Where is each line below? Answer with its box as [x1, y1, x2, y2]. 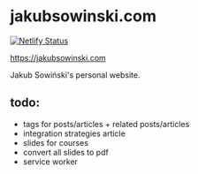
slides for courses [22, 137, 89, 148]
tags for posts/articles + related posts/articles [22, 118, 190, 129]
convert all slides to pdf [22, 147, 109, 157]
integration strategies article [22, 128, 126, 139]
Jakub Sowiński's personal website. [10, 69, 141, 80]
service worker [22, 156, 79, 167]
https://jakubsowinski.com [10, 52, 107, 63]
